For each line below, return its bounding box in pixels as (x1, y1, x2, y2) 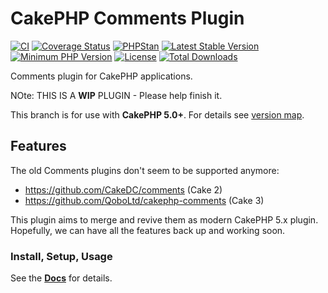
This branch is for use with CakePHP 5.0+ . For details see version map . (10, 108, 305, 121)
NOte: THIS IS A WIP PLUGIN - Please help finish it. (10, 89, 223, 101)
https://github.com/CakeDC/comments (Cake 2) (24, 183, 223, 196)
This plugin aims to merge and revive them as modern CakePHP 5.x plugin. (10, 213, 319, 226)
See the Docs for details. (10, 272, 113, 284)
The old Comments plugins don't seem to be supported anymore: (10, 164, 280, 176)
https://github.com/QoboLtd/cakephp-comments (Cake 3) (24, 194, 265, 206)
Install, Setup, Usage (10, 249, 113, 263)
